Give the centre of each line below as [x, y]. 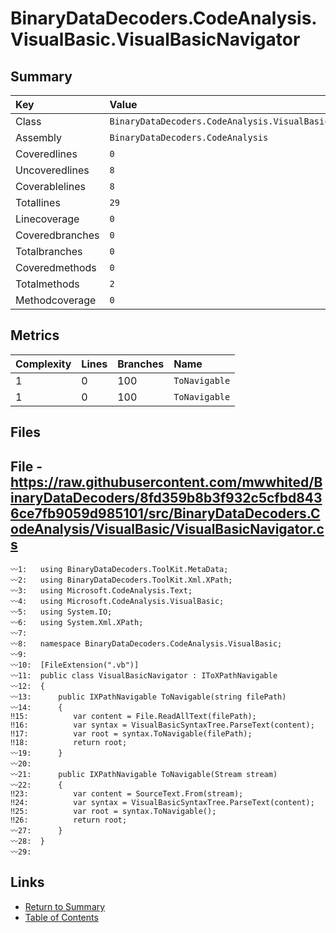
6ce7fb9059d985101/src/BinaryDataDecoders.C [165, 513]
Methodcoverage [56, 300]
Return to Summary [65, 906]
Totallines [38, 202]
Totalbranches [49, 251]
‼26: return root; [69, 820]
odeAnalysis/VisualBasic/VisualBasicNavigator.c [167, 528]
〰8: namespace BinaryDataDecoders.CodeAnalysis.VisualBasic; [146, 644]
